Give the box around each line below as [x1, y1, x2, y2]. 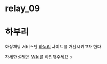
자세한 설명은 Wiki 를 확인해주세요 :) [5, 54, 72, 60]
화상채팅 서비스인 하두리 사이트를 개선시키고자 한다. [5, 44, 103, 49]
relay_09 [5, 3, 40, 14]
